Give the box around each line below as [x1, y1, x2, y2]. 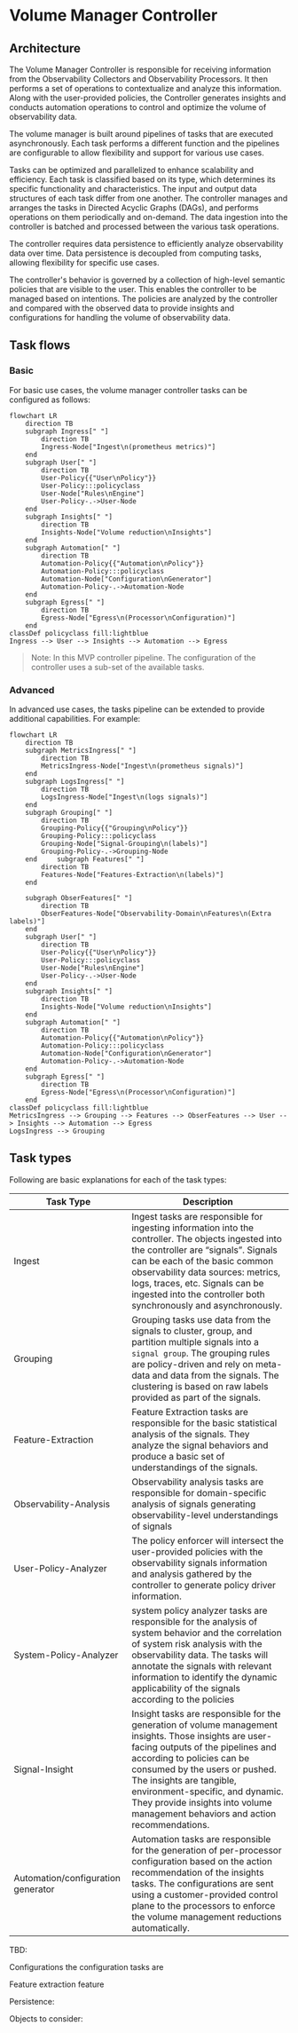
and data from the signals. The [152, 1369, 279, 1381]
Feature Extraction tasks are [131, 1405, 248, 1418]
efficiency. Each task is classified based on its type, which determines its [9, 174, 277, 185]
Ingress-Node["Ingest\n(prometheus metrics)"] [41, 442, 216, 451]
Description [183, 1195, 233, 1207]
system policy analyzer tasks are [131, 1604, 268, 1617]
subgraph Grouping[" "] [25, 808, 114, 817]
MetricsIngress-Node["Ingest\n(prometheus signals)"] [41, 761, 244, 771]
